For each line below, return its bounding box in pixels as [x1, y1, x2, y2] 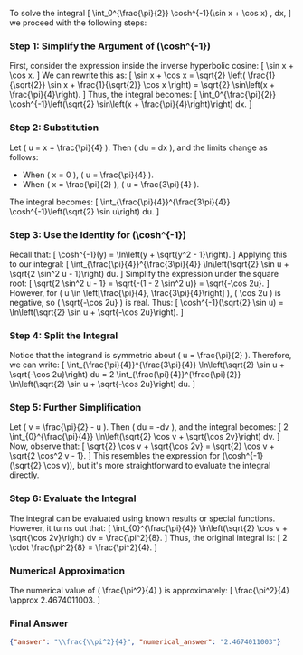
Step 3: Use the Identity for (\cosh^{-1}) [9, 228, 187, 241]
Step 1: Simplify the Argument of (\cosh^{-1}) [9, 40, 211, 52]
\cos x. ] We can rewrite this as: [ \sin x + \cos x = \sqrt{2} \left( [9, 70, 246, 81]
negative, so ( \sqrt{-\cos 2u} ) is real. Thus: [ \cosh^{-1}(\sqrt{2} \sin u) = [9, 297, 284, 308]
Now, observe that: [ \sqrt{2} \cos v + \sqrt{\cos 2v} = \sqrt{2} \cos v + [9, 441, 275, 451]
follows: [9, 151, 39, 162]
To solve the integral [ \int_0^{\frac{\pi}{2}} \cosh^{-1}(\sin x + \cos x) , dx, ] [9, 8, 292, 18]
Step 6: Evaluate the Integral [9, 492, 137, 505]
